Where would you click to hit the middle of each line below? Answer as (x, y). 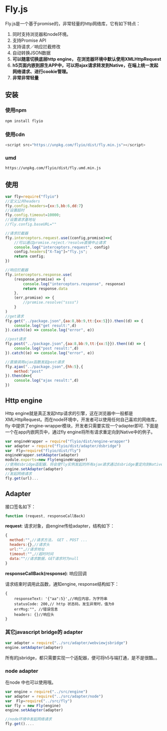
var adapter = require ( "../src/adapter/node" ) (54, 696)
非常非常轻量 (25, 78)
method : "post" (29, 371)
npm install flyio (24, 121)
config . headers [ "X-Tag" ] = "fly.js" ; (51, 252)
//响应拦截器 (17, 270)
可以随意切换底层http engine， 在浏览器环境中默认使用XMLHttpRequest (87, 59)
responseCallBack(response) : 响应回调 (46, 573)
